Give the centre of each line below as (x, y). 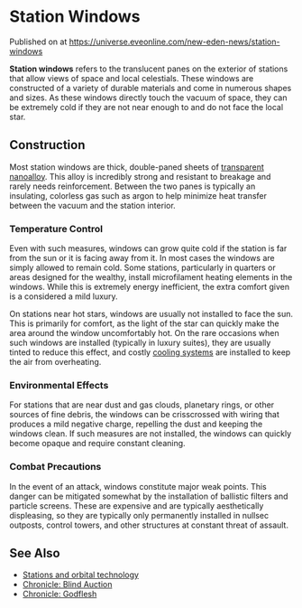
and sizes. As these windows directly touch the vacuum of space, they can (148, 98)
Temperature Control (56, 229)
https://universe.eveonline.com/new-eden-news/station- (174, 42)
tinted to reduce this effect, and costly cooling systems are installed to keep (150, 352)
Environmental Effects (59, 385)
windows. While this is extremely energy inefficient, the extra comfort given (150, 287)
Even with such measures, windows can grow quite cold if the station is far (148, 248)
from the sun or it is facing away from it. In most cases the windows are (142, 258)
